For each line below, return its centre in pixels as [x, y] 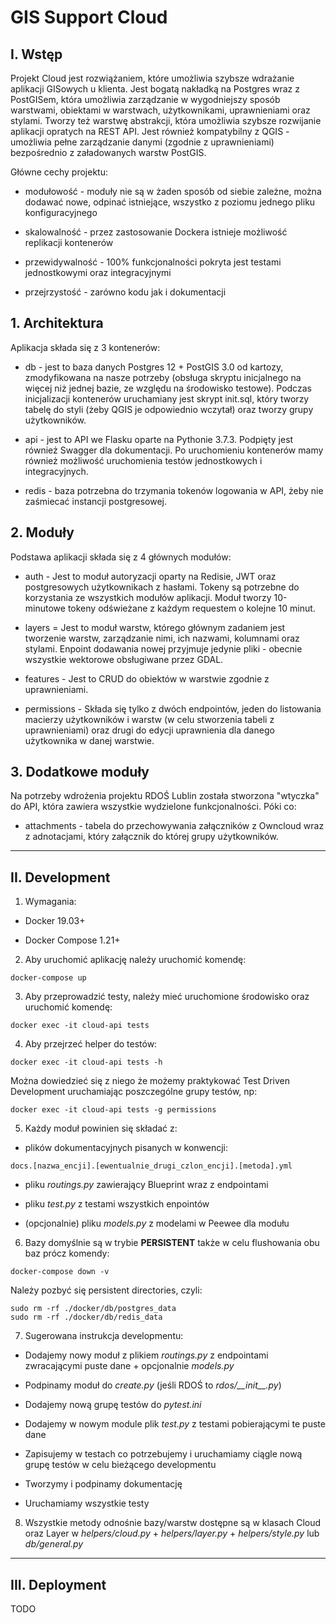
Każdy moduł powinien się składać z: [101, 1128]
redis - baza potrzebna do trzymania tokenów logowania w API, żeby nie [174, 490]
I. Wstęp [36, 54]
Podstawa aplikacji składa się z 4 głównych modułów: [121, 557]
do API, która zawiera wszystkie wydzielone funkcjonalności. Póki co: [153, 807]
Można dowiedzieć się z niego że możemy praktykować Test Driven [150, 1081]
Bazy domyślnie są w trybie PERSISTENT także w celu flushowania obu [172, 1243]
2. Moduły [42, 532]
